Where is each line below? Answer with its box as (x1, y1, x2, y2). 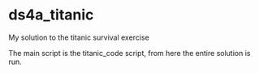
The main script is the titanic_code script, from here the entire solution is (8, 48, 251, 58)
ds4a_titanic (8, 6, 94, 24)
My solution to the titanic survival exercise (8, 32, 150, 42)
